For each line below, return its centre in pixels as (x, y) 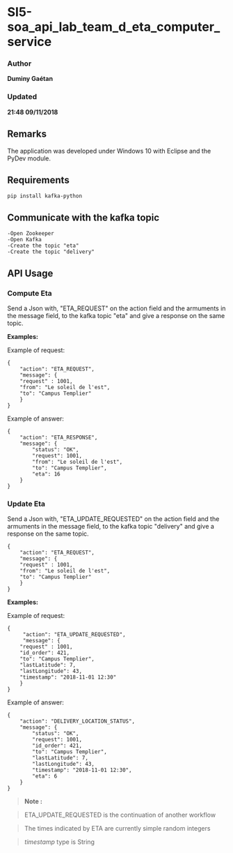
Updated (22, 97)
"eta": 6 (45, 776)
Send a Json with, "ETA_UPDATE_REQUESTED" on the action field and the (113, 519)
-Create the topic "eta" (43, 246)
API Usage (30, 273)
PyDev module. (29, 158)
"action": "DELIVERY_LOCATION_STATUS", (78, 722)
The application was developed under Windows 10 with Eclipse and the (109, 151)
